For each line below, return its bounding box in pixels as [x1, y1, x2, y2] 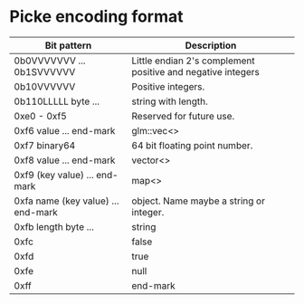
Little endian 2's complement [131, 54, 255, 67]
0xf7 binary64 [14, 138, 76, 151]
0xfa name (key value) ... [14, 195, 119, 207]
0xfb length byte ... [14, 220, 95, 233]
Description [185, 39, 237, 52]
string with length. [131, 95, 208, 108]
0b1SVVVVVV [14, 65, 76, 78]
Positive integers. [131, 80, 205, 92]
